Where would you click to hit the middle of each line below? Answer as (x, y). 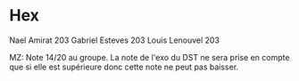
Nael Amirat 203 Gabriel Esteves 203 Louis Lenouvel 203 (115, 40)
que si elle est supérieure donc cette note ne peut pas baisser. (124, 67)
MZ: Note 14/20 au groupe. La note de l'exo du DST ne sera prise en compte (149, 57)
